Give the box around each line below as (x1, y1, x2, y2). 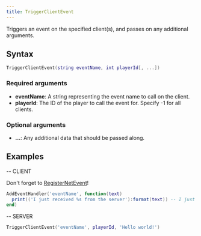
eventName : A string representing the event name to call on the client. (14, 92, 190, 100)
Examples (6, 151, 44, 162)
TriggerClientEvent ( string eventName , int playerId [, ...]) (6, 65, 161, 71)
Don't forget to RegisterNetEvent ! (6, 179, 89, 186)
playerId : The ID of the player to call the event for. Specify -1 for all (14, 99, 181, 106)
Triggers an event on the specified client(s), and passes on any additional (6, 25, 188, 32)
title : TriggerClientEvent (6, 8, 74, 15)
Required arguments (6, 79, 67, 88)
